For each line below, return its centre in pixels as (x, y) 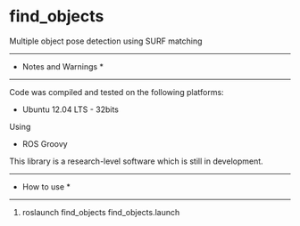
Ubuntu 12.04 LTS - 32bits (70, 109)
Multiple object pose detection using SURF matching (106, 41)
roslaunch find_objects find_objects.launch (101, 212)
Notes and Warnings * (63, 66)
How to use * (46, 186)
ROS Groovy (45, 143)
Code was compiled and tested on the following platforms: (117, 92)
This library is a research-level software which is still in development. (136, 161)
